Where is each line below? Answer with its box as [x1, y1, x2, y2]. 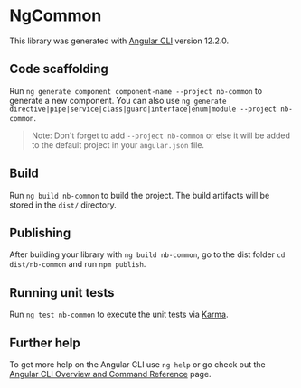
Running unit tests [9, 285, 115, 300]
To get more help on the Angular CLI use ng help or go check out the [9, 359, 266, 370]
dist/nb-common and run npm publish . [9, 259, 146, 270]
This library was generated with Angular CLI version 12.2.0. [9, 35, 230, 46]
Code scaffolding [9, 61, 108, 77]
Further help [9, 335, 81, 350]
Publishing [9, 225, 71, 240]
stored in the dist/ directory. [9, 199, 118, 210]
